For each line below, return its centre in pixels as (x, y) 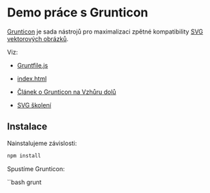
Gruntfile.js (32, 65)
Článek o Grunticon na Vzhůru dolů (66, 92)
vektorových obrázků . (38, 38)
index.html (32, 78)
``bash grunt (25, 182)
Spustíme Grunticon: (36, 168)
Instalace (27, 127)
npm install (24, 155)
